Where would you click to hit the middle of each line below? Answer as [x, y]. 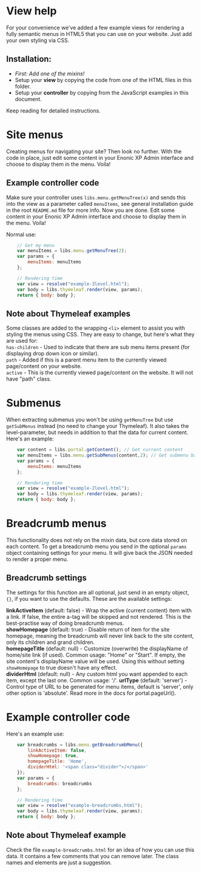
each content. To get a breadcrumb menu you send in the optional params [97, 546]
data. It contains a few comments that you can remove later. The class [93, 856]
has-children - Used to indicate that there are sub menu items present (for [98, 347]
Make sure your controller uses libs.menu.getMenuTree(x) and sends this [96, 197]
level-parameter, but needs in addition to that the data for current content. [97, 433]
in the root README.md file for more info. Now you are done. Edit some [91, 210]
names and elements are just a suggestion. [59, 862]
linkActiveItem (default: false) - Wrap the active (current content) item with [99, 610]
